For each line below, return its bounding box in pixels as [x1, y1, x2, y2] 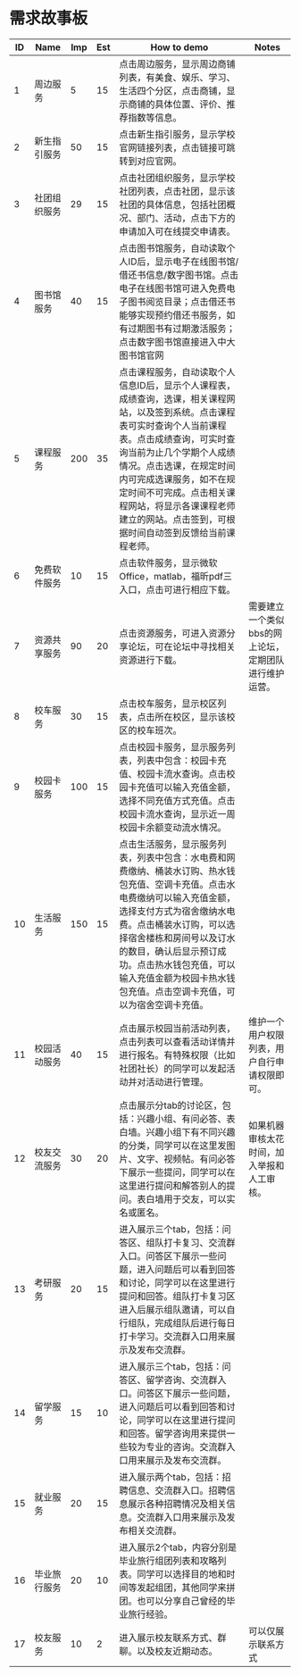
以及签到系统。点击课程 [137, 405, 236, 418]
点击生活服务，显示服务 [119, 838, 218, 850]
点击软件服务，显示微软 [119, 556, 218, 569]
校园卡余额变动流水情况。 [119, 821, 227, 833]
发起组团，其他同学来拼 [137, 1581, 236, 1594]
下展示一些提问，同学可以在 [119, 1166, 236, 1179]
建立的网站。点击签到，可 [119, 513, 227, 525]
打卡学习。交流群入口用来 [119, 1330, 227, 1342]
